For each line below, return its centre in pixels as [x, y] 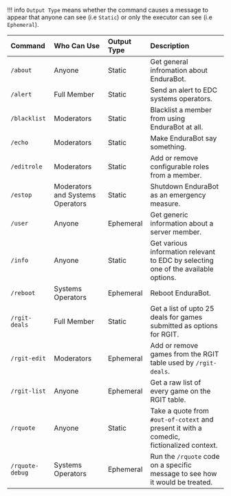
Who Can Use [77, 46]
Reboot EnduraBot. [180, 293]
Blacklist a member [181, 110]
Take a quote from [180, 411]
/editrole [26, 167]
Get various [169, 243]
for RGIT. [165, 334]
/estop [21, 195]
